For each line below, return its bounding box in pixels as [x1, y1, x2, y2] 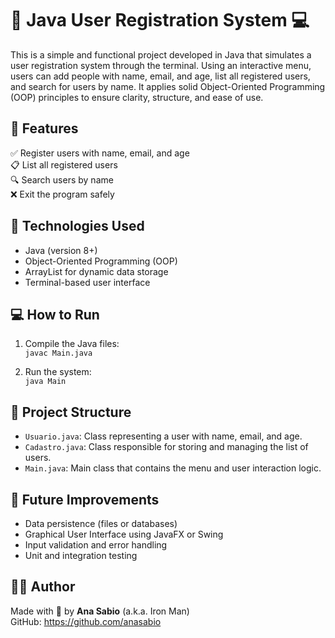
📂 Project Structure [10, 403, 132, 421]
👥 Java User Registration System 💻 [10, 9, 310, 32]
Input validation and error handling [24, 539, 168, 551]
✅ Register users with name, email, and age [10, 147, 190, 159]
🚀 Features [10, 120, 79, 137]
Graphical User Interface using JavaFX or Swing [24, 528, 224, 540]
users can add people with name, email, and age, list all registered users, [10, 70, 311, 82]
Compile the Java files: [24, 338, 120, 350]
